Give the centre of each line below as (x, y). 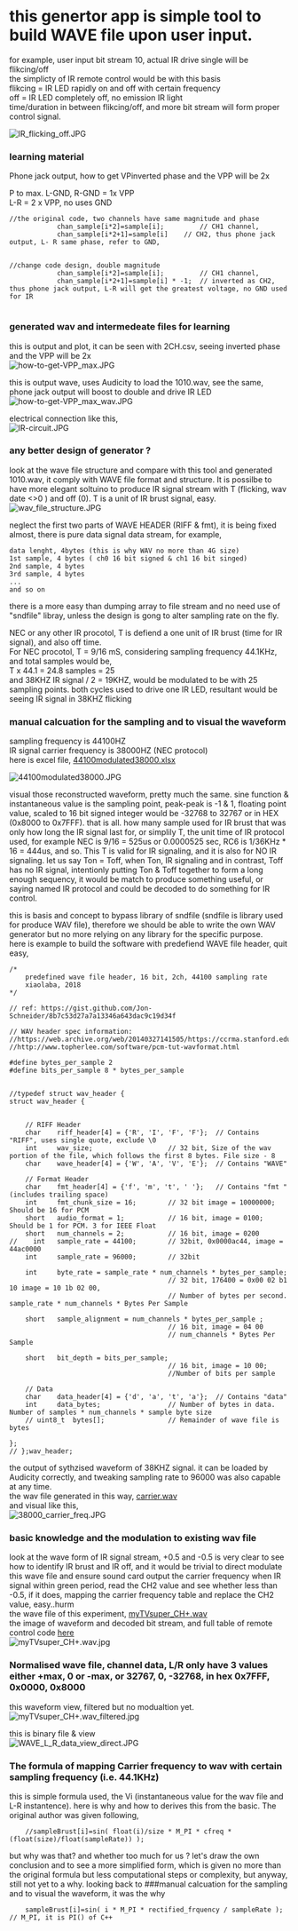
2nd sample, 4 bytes (47, 566)
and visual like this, (44, 1506)
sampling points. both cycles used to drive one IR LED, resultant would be (143, 689)
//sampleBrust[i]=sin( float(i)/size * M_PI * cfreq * (129, 1832)
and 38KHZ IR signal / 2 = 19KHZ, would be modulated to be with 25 (133, 679)
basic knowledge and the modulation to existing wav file (133, 1538)
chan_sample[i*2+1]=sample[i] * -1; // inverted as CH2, (166, 282)
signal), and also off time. (55, 642)
